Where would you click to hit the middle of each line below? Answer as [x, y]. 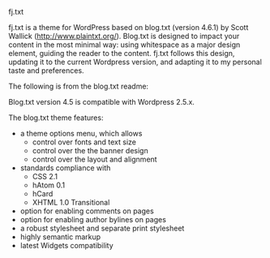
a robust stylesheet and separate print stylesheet [102, 228]
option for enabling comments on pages [87, 211]
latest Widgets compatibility [66, 245]
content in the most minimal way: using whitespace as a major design [124, 45]
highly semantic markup [60, 237]
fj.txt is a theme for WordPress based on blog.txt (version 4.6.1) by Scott [129, 27]
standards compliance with [65, 168]
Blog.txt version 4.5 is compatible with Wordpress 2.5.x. [101, 102]
